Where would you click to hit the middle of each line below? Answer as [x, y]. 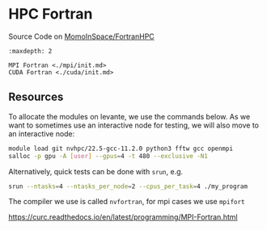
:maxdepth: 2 [30, 51]
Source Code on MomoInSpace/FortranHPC [82, 36]
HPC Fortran [51, 14]
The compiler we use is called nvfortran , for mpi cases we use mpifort [127, 202]
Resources [36, 97]
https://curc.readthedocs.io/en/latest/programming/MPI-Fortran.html [123, 217]
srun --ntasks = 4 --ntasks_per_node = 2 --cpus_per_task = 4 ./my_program [128, 186]
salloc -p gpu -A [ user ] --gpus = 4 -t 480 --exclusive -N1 [108, 156]
